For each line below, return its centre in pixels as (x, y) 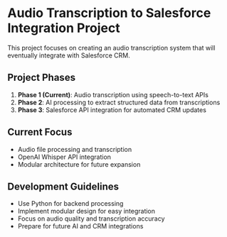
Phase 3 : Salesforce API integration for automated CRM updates (112, 110)
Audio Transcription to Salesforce (109, 13)
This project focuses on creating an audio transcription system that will (111, 48)
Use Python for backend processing (70, 204)
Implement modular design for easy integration (86, 211)
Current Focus (40, 132)
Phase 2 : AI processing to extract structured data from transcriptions (119, 102)
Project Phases (42, 78)
